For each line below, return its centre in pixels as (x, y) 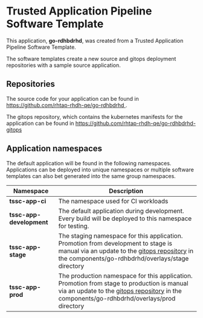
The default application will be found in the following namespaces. (89, 163)
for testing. (74, 226)
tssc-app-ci (28, 201)
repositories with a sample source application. (63, 65)
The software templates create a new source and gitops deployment (91, 59)
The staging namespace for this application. (121, 235)
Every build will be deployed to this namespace (125, 218)
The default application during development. (121, 211)
